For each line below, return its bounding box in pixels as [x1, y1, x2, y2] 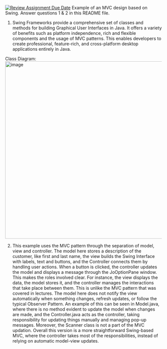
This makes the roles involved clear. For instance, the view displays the [12, 274, 158, 280]
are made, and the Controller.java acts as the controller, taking [12, 312, 140, 317]
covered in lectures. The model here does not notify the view [12, 290, 138, 296]
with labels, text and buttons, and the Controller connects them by [12, 259, 148, 264]
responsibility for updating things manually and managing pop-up [12, 317, 147, 323]
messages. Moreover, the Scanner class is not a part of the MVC [12, 322, 145, 328]
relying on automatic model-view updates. [12, 338, 99, 344]
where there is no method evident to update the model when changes [12, 306, 156, 312]
